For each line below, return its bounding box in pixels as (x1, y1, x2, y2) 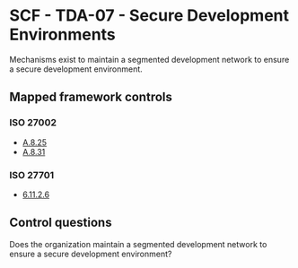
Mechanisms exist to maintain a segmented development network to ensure (9, 54, 290, 65)
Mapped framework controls (9, 90, 173, 105)
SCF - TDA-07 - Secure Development (9, 5, 290, 26)
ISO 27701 (9, 169, 55, 181)
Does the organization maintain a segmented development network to (9, 238, 267, 249)
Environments (9, 24, 117, 45)
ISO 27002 (9, 117, 57, 129)
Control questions (9, 215, 112, 230)
